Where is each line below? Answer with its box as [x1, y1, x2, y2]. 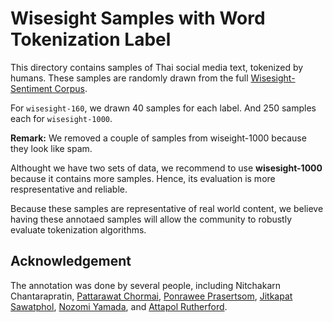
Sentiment [10, 82, 53, 94]
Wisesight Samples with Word [10, 7, 266, 30]
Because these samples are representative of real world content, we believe [10, 202, 324, 214]
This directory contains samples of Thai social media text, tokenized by [10, 61, 304, 73]
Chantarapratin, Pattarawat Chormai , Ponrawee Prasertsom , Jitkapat [10, 290, 293, 302]
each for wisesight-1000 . [10, 112, 113, 124]
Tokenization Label [10, 28, 172, 51]
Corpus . [54, 82, 88, 94]
